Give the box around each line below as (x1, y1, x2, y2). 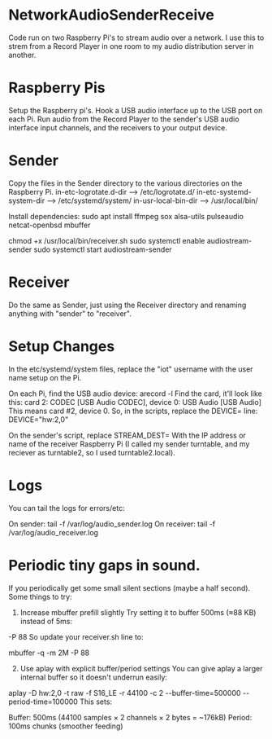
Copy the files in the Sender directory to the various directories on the (8, 178, 243, 188)
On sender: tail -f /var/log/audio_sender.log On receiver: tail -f (8, 519, 216, 529)
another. (8, 50, 37, 59)
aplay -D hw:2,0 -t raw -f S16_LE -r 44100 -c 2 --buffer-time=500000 (8, 688, 241, 697)
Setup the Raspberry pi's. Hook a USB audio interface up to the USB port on (8, 105, 263, 115)
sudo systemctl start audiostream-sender (33, 244, 172, 254)
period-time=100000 (8, 697, 79, 706)
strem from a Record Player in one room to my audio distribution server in (8, 41, 254, 51)
